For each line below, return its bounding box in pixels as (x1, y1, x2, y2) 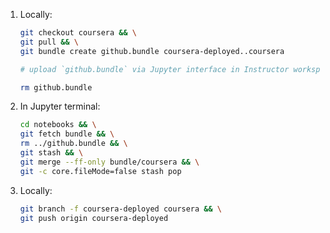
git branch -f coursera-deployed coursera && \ (19, 204, 223, 214)
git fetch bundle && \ (19, 129, 115, 139)
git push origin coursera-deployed (19, 213, 169, 223)
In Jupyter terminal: (19, 100, 101, 113)
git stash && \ (19, 148, 84, 158)
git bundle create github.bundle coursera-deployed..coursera (19, 46, 285, 56)
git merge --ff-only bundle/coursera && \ (19, 157, 200, 167)
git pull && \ (19, 37, 79, 47)
